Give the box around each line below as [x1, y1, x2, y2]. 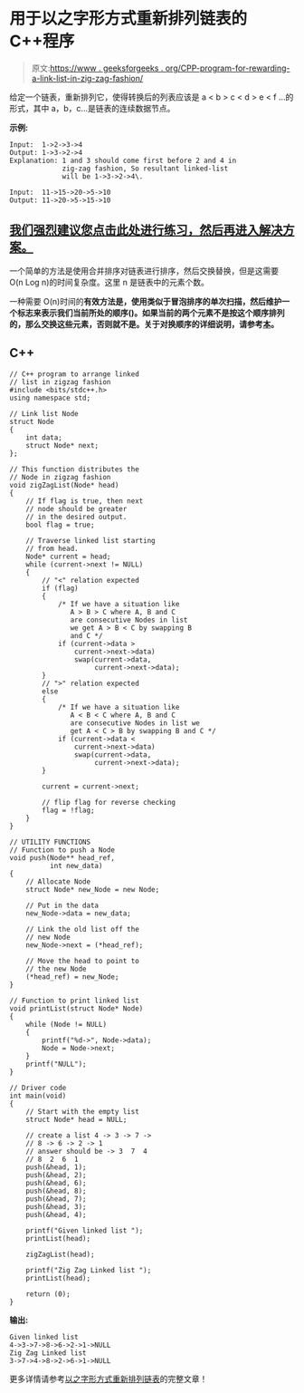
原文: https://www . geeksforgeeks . [31, 63, 164, 73]
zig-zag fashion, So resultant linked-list [62, 164, 229, 173]
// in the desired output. [25, 512, 128, 521]
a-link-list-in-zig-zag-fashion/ [31, 73, 144, 83]
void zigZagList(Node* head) [9, 480, 119, 489]
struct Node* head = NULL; [25, 1115, 128, 1124]
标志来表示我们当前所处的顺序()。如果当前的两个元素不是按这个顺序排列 [16, 307, 285, 318]
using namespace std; [9, 393, 91, 402]
